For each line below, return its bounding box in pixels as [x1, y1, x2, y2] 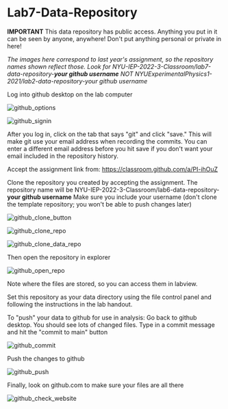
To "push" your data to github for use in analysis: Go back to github [7, 313, 197, 321]
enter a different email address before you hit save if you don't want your [7, 144, 213, 153]
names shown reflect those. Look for [7, 62, 111, 70]
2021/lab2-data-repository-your [7, 77, 98, 85]
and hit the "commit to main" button [7, 328, 108, 336]
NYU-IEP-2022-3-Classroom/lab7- [112, 62, 212, 70]
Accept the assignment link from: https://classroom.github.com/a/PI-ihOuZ [7, 165, 218, 173]
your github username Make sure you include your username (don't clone [7, 193, 217, 201]
